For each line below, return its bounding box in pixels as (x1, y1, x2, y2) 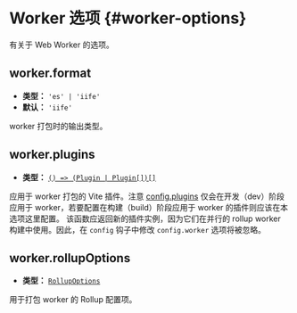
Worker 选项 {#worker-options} (9, 8, 247, 29)
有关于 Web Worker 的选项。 (9, 39, 114, 50)
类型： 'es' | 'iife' (21, 90, 101, 101)
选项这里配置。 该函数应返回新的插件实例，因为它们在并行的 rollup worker (9, 213, 281, 224)
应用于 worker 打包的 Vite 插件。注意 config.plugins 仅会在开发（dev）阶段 (9, 191, 285, 202)
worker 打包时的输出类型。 (9, 120, 108, 131)
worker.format (9, 66, 92, 81)
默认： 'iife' (21, 102, 73, 112)
